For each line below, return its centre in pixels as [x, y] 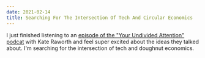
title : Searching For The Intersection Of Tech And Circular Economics [99, 18]
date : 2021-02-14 [28, 12]
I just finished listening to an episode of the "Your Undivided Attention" [95, 35]
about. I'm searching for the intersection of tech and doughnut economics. [100, 48]
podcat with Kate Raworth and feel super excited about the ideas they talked [103, 42]
